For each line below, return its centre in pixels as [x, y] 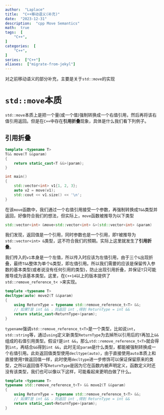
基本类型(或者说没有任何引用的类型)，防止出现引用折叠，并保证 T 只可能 [85, 269]
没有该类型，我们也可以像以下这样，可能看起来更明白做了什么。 [69, 371]
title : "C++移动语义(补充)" [33, 14]
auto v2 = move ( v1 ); [35, 190]
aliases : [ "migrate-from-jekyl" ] [40, 64]
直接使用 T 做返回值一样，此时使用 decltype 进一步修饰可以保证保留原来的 [77, 359]
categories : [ [21, 46]
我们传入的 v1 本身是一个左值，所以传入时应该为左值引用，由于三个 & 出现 [77, 257]
